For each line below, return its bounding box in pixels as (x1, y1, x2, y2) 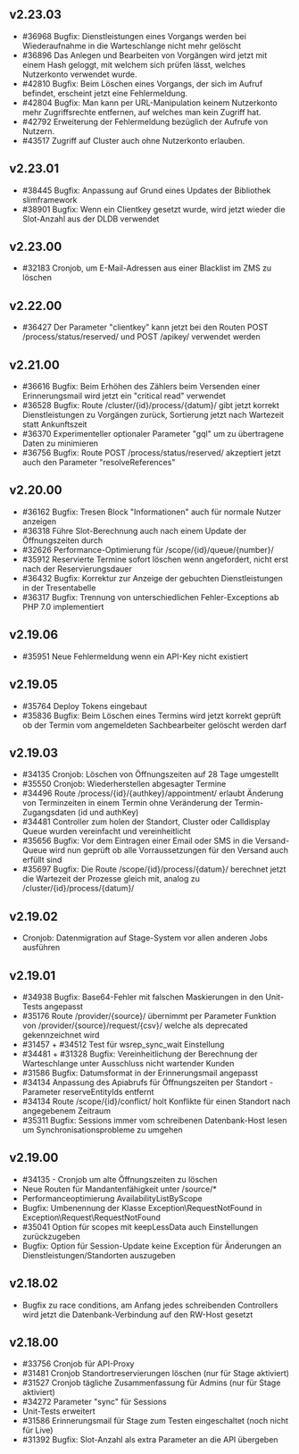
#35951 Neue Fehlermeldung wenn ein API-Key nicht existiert (21, 651, 248, 662)
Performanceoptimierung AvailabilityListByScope (21, 1192, 203, 1204)
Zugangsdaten (21, 807, 76, 818)
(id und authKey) (77, 807, 139, 818)
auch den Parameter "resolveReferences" (21, 457, 176, 468)
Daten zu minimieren (21, 438, 99, 449)
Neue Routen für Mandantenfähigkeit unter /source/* (21, 1183, 217, 1194)
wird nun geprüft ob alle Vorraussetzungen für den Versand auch (48, 845, 288, 856)
